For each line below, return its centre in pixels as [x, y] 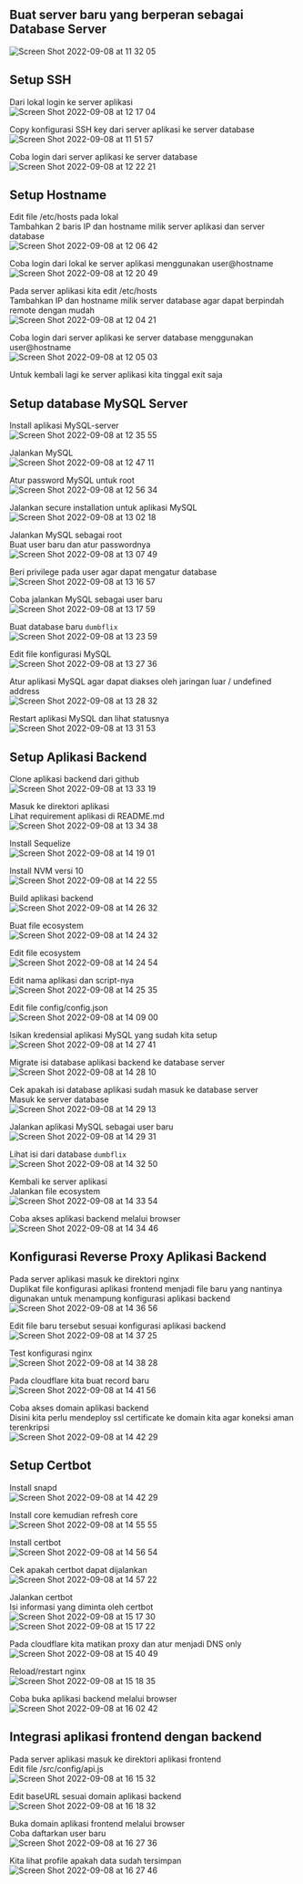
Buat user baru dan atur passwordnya [80, 545]
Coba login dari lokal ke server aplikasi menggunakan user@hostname [141, 264]
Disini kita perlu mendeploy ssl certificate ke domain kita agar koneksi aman [151, 1417]
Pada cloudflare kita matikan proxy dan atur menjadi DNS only [126, 1644]
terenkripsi [30, 1427]
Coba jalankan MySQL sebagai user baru [86, 599]
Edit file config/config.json [59, 1008]
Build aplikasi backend [51, 899]
